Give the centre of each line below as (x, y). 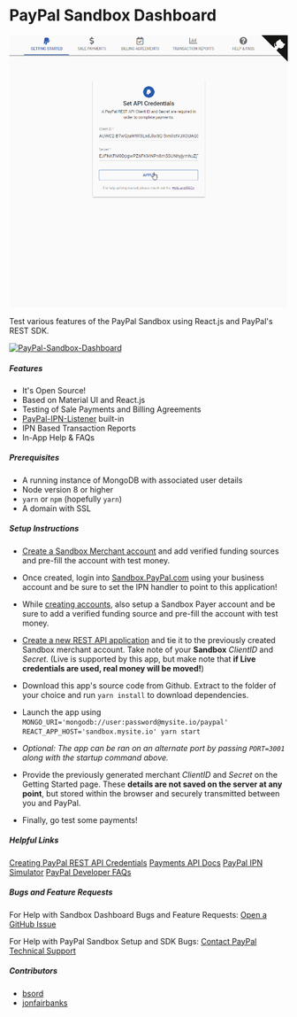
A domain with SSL (56, 508)
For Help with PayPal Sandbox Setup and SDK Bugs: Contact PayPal (133, 941)
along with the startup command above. (95, 757)
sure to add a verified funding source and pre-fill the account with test (150, 613)
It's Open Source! (54, 390)
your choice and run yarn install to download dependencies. (135, 695)
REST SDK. (29, 330)
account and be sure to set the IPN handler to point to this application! (149, 586)
